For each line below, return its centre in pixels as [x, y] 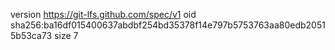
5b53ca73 [31, 35]
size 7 [66, 35]
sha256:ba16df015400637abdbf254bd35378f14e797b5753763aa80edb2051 [168, 25]
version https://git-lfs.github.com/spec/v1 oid [103, 14]
